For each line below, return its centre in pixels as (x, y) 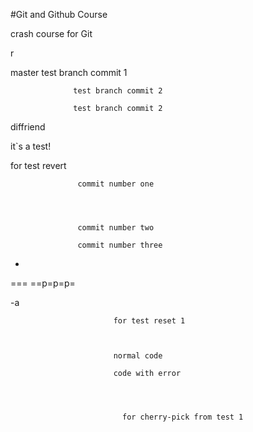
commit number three (120, 245)
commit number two (116, 228)
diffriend (28, 127)
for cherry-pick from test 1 (182, 417)
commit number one (116, 184)
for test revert (38, 165)
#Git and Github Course (59, 14)
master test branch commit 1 (69, 72)
